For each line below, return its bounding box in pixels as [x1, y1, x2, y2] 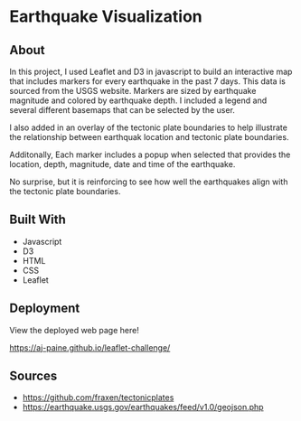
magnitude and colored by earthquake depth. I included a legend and [9, 95, 268, 106]
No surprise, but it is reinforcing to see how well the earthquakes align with [9, 176, 288, 187]
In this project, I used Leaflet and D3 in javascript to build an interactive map [9, 66, 293, 77]
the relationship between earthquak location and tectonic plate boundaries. [9, 132, 289, 142]
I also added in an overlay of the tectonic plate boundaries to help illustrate [9, 122, 287, 133]
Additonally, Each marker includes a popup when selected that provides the [9, 149, 291, 160]
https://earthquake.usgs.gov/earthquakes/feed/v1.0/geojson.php [22, 402, 264, 413]
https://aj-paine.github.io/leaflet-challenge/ [9, 341, 171, 353]
